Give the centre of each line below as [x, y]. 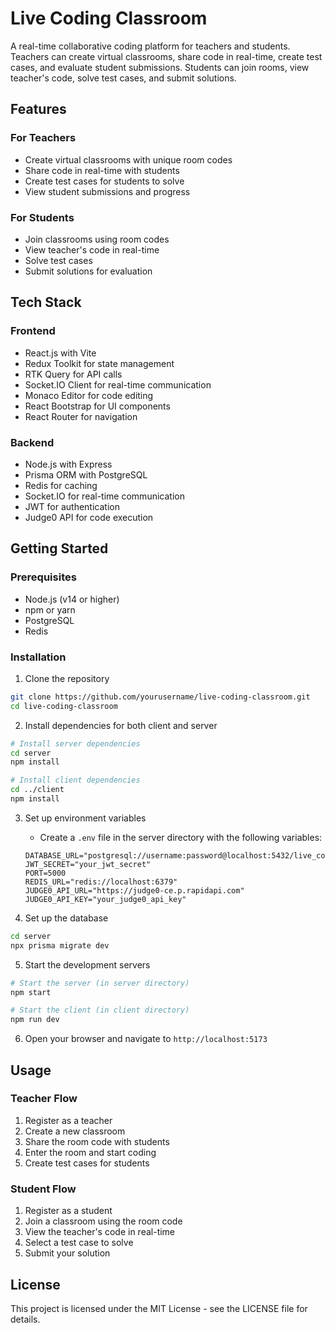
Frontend [33, 331]
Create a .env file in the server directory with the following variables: [181, 837]
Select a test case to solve [79, 1243]
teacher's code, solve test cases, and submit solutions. [123, 78]
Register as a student [68, 1211]
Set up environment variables [85, 818]
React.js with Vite [60, 353]
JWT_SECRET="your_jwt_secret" [88, 864]
